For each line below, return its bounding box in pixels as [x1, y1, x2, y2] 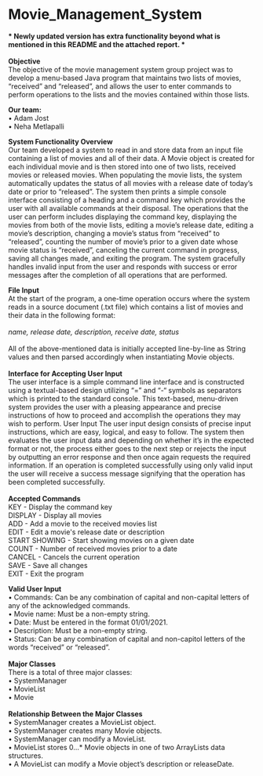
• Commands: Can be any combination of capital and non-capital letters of [8, 592, 250, 602]
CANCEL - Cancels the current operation [8, 552, 140, 562]
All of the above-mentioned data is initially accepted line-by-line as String [8, 344, 246, 353]
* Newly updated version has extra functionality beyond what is [8, 31, 221, 41]
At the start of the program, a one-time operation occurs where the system [8, 293, 250, 303]
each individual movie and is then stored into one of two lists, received [8, 162, 236, 171]
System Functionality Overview [8, 137, 113, 146]
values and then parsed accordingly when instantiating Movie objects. [8, 352, 236, 362]
